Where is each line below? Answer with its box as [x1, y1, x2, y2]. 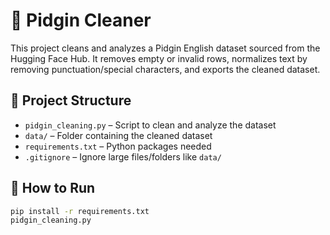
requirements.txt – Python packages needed [24, 140, 212, 152]
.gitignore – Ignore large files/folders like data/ [24, 150, 222, 163]
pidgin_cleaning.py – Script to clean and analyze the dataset [24, 119, 277, 131]
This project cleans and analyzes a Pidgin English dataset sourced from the [10, 42, 321, 54]
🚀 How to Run [10, 180, 96, 197]
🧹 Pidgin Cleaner [10, 9, 152, 32]
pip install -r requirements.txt [10, 206, 150, 216]
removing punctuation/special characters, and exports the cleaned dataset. [10, 63, 321, 75]
